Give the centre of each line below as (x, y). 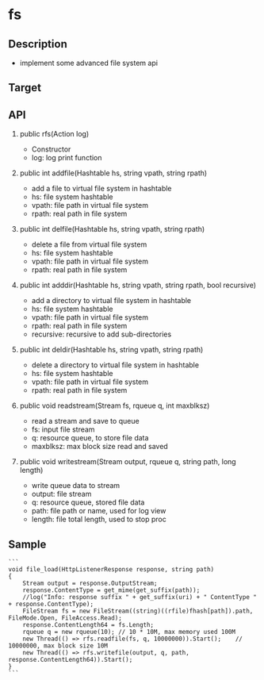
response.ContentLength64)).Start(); (71, 660)
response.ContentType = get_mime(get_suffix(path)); (111, 590)
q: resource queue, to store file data (90, 438)
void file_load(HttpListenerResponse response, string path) (111, 570)
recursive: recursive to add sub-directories (101, 334)
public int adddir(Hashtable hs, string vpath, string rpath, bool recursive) (138, 285)
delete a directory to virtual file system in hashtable (115, 365)
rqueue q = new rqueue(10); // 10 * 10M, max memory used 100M (129, 632)
